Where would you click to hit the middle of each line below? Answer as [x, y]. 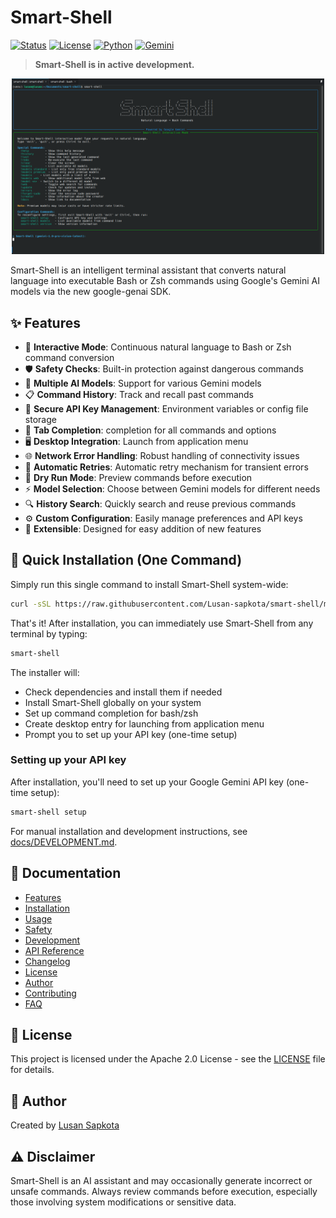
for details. [32, 1070]
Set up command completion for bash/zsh [111, 713]
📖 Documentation [66, 873]
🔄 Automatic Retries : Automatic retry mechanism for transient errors [166, 467]
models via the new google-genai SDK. [91, 292]
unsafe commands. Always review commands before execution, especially [164, 1191]
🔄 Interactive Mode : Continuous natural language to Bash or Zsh [158, 347]
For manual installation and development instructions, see [129, 831]
